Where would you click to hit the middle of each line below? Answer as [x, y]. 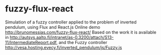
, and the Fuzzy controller [82, 42]
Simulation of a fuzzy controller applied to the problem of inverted [71, 22]
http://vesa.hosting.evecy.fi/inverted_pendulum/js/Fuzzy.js [64, 47]
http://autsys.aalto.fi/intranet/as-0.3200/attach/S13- [62, 37]
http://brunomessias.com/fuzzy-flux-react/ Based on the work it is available [81, 32]
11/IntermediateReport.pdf [31, 42]
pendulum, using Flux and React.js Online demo [53, 27]
